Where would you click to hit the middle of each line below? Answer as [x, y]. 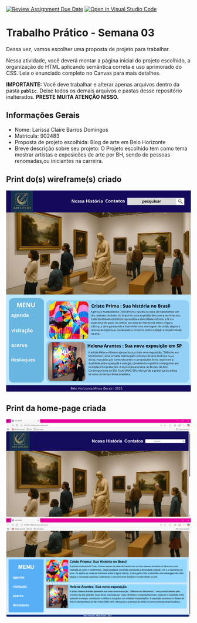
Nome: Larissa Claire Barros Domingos [61, 129]
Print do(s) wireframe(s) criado [64, 179]
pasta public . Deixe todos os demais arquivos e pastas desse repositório [94, 91]
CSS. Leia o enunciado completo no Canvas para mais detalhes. [84, 73]
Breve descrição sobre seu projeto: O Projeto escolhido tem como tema [101, 148]
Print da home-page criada [56, 408]
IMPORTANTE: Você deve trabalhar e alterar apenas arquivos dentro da [93, 84]
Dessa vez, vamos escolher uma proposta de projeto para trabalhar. [88, 49]
